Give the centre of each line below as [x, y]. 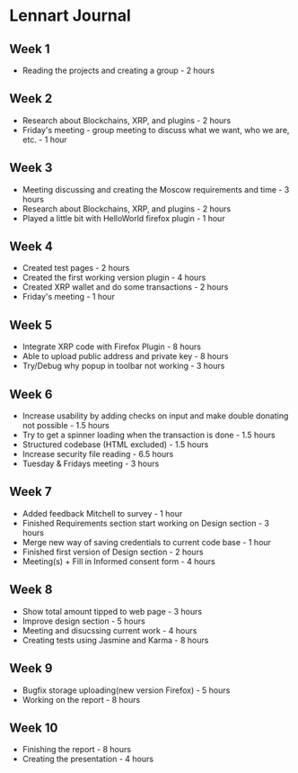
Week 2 [31, 99]
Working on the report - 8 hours [81, 699]
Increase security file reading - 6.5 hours [98, 454]
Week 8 [31, 590]
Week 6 [31, 394]
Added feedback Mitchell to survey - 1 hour [102, 513]
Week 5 [31, 325]
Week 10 [34, 728]
